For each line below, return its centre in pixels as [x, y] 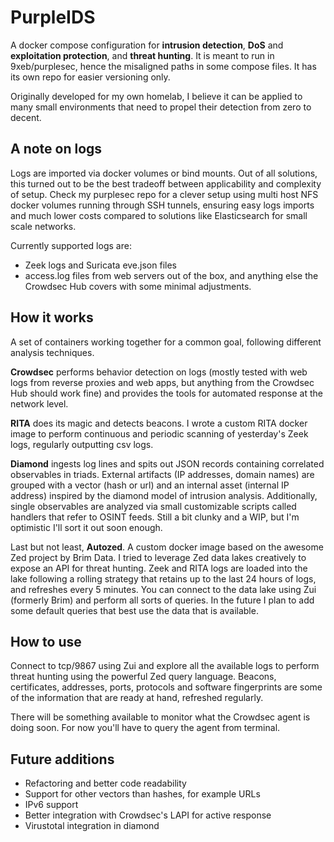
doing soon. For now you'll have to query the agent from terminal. [145, 728]
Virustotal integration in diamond [92, 826]
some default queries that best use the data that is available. [134, 610]
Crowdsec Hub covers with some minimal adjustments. [138, 286]
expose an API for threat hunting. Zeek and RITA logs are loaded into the [159, 568]
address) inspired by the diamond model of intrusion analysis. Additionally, [164, 495]
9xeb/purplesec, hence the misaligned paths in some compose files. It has [163, 66]
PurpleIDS [53, 17]
